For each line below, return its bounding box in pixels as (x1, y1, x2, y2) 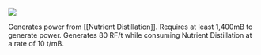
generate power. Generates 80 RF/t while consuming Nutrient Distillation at (8, 31, 252, 39)
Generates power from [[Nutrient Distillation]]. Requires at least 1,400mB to (8, 22, 253, 31)
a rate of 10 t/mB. (8, 39, 65, 48)
